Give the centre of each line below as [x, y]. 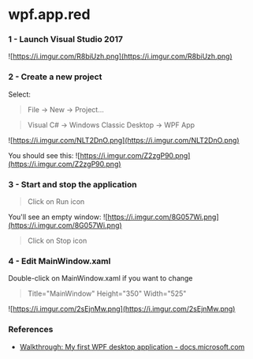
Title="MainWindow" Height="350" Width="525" [107, 293]
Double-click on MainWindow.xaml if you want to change [100, 278]
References [31, 330]
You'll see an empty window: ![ [58, 217]
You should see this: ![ [44, 155]
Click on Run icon [56, 202]
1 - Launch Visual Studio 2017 [66, 40]
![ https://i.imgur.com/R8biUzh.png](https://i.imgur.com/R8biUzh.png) [120, 56]
